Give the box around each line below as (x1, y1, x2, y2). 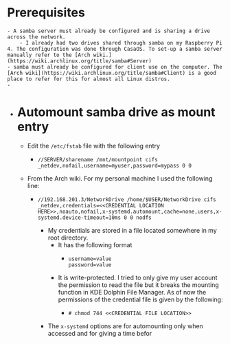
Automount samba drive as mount (16, 104, 216, 120)
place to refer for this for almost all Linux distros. (7, 76, 170, 82)
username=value (68, 255, 112, 262)
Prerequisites (7, 5, 86, 21)
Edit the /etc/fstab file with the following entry (27, 141, 160, 150)
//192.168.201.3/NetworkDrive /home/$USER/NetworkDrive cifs (37, 196, 216, 203)
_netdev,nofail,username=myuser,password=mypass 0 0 (37, 162, 192, 169)
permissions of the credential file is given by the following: (58, 295, 223, 303)
